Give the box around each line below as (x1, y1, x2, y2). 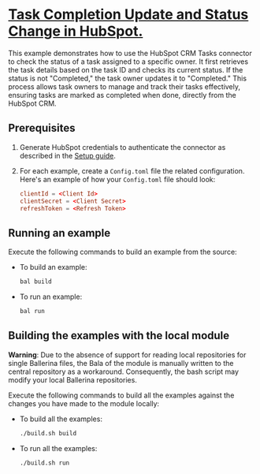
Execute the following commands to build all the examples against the (8, 390, 235, 400)
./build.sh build (19, 429, 77, 437)
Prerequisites (8, 121, 76, 135)
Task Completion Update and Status (8, 6, 249, 24)
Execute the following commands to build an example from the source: (8, 247, 238, 257)
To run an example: (19, 292, 83, 301)
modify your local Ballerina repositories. (8, 375, 138, 384)
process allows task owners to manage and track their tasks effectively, (8, 81, 241, 91)
